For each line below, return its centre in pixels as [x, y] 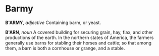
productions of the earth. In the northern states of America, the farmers [79, 37]
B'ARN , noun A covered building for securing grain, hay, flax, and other [79, 32]
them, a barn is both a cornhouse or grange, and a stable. [65, 48]
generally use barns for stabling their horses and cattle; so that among [78, 42]
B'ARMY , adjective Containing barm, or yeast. [53, 22]
